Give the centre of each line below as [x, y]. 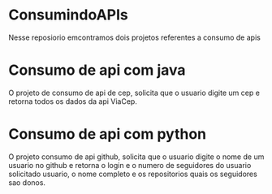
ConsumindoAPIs [68, 15]
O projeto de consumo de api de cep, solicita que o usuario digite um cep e [134, 93]
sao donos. [27, 182]
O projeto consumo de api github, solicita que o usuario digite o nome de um [136, 157]
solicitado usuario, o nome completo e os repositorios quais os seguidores [133, 174]
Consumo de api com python [108, 134]
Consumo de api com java [97, 70]
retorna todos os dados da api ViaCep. [73, 101]
